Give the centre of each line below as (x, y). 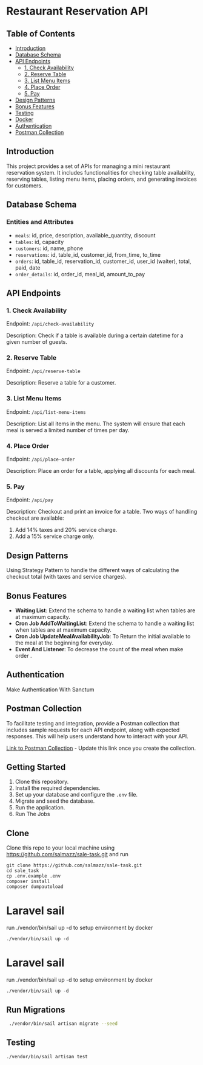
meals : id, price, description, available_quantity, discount (85, 235)
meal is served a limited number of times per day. (68, 430)
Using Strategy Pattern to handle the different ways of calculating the (93, 570)
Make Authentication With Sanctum (50, 690)
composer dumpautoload (35, 887)
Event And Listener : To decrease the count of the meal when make (99, 649)
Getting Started (36, 767)
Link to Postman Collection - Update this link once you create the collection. (101, 748)
